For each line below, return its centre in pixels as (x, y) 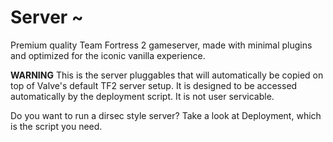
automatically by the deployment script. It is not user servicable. (142, 96)
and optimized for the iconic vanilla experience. (108, 55)
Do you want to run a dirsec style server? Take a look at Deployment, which (166, 115)
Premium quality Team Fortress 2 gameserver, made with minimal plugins (161, 45)
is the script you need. (56, 126)
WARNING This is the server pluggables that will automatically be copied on (167, 75)
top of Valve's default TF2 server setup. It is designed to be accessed (154, 85)
